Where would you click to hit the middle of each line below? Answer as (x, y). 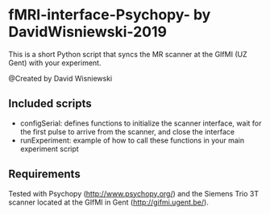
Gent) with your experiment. (55, 63)
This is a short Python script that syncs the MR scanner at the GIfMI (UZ (128, 54)
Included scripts (50, 103)
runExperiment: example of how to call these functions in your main (132, 140)
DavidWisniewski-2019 (88, 32)
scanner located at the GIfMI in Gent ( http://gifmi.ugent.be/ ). (109, 202)
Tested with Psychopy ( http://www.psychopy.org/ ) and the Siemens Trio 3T (134, 193)
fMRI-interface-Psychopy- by (110, 15)
